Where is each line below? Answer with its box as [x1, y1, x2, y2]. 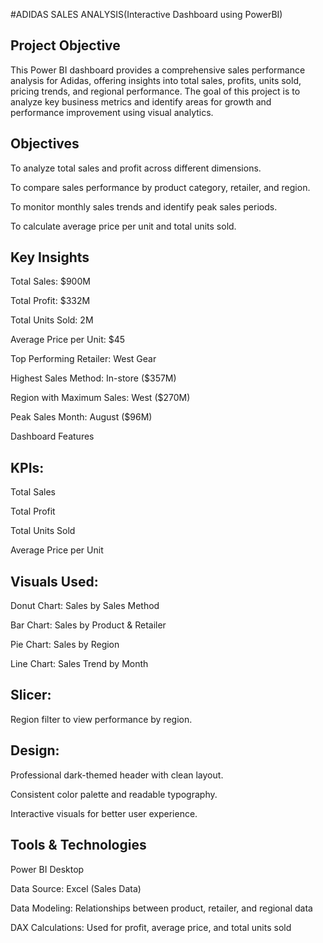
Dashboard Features [10, 430, 95, 443]
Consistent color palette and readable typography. [10, 788, 218, 800]
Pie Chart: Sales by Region [10, 639, 120, 651]
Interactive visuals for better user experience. [10, 807, 198, 819]
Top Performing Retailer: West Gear [10, 353, 157, 365]
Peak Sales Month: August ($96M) [10, 411, 153, 423]
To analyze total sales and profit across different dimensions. [10, 162, 262, 174]
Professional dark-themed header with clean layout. [10, 769, 224, 781]
